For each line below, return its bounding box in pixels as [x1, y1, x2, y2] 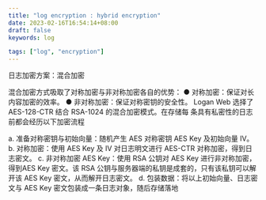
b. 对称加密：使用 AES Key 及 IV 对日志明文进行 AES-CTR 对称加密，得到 [8, 144, 245, 153]
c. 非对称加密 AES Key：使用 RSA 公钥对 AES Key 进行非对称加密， [37, 153, 256, 163]
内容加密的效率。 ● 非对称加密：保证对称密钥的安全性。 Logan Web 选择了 [8, 97, 254, 107]
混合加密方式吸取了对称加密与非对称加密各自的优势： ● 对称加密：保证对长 [8, 88, 255, 97]
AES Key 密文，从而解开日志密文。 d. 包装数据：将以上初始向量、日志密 [23, 173, 258, 183]
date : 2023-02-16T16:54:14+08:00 [8, 19, 119, 27]
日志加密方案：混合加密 [8, 70, 85, 80]
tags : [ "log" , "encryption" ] [8, 48, 104, 56]
